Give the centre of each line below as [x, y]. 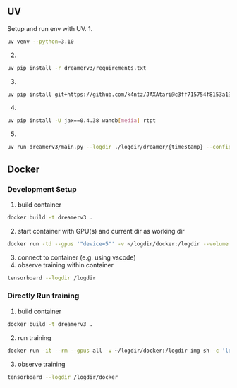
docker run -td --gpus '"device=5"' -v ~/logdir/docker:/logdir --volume [118, 244]
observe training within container [66, 265]
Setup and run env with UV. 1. [50, 28]
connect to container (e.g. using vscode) [77, 257]
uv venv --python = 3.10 [41, 42]
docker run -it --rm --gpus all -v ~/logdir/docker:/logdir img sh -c [113, 351]
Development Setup [42, 189]
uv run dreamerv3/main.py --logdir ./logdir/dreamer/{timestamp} [105, 147]
